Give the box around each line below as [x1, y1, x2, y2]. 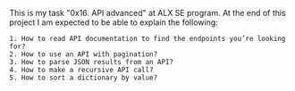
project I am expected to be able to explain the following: [9, 17, 219, 28]
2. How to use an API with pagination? [9, 50, 158, 59]
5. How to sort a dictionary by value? [9, 73, 158, 82]
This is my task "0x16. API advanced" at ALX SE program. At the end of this [9, 8, 286, 18]
